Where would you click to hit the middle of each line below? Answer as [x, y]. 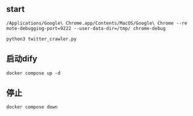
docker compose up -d [33, 73]
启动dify [22, 59]
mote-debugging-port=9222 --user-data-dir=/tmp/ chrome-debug [86, 28]
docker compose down [32, 107]
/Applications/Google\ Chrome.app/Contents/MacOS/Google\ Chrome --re [97, 23]
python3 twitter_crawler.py [42, 39]
